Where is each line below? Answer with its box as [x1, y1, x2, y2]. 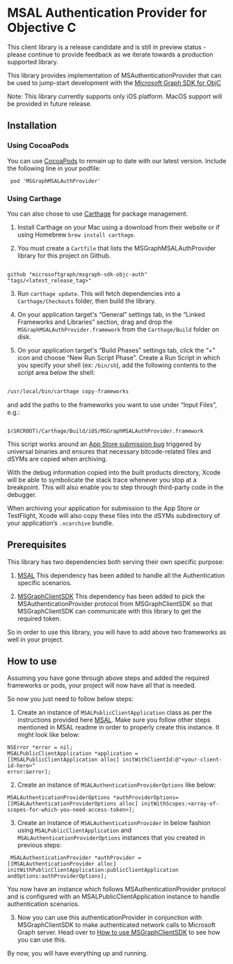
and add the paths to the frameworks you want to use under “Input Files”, [7, 400, 217, 409]
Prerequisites [7, 539, 67, 551]
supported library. [7, 57, 59, 66]
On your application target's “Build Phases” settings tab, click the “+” [17, 346, 216, 354]
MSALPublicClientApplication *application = [7, 750, 138, 757]
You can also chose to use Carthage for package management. [7, 209, 188, 218]
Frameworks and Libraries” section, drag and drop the [17, 318, 172, 326]
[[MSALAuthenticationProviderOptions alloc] [7, 801, 138, 808]
